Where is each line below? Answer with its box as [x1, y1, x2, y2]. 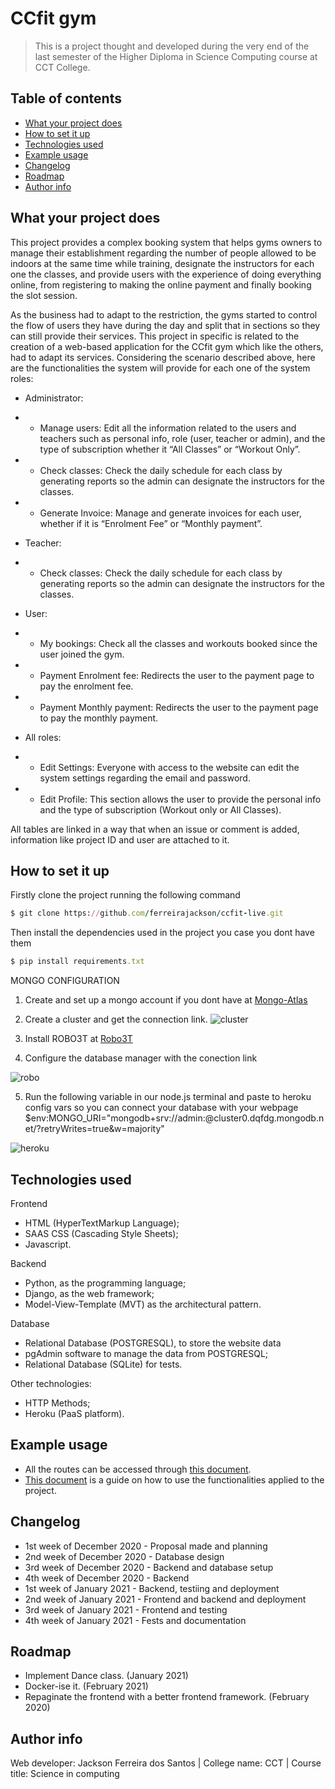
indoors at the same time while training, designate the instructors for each [10, 257, 315, 269]
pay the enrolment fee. [39, 680, 134, 692]
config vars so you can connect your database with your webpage [24, 1102, 299, 1114]
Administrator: [24, 392, 84, 404]
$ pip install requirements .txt [10, 957, 145, 967]
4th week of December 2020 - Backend [24, 1572, 190, 1584]
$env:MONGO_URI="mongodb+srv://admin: [24, 1112, 206, 1124]
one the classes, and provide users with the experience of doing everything [10, 268, 322, 280]
